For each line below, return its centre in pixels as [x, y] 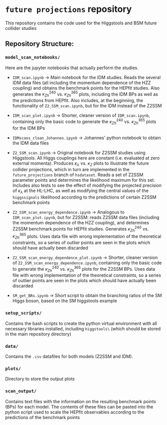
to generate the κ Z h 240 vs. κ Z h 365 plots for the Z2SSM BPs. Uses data [84, 269]
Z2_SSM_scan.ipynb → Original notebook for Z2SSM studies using [79, 152]
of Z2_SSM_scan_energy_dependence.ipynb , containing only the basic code [87, 263]
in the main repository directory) [38, 334]
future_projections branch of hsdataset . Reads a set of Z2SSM [78, 175]
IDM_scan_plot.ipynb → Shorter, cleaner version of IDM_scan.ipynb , [81, 115]
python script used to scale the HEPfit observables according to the [75, 412]
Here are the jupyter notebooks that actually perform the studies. [72, 68]
